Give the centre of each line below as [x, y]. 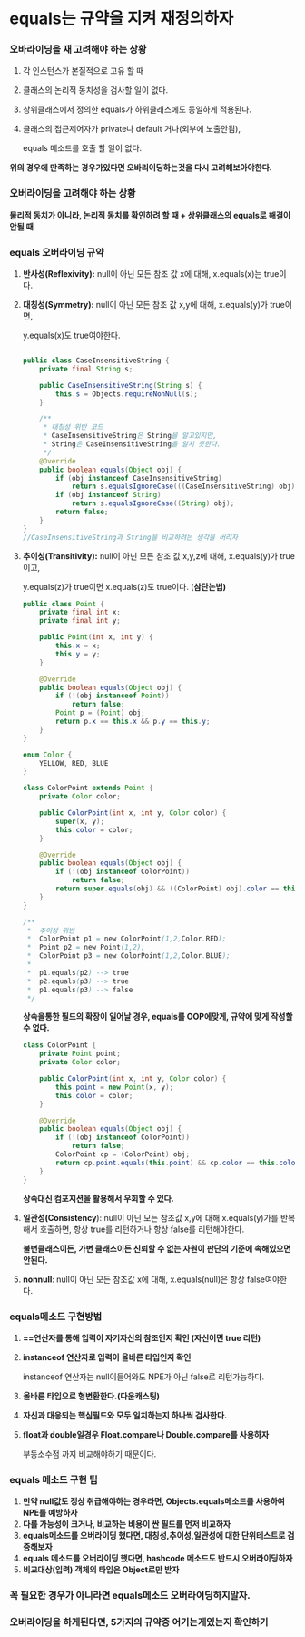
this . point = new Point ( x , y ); [115, 1087]
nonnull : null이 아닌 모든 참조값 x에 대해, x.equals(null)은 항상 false [144, 1279]
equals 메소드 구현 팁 [54, 1479]
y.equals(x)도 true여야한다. [71, 336]
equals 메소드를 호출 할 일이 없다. [82, 148]
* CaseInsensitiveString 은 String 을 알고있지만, [130, 436]
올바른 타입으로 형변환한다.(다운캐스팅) [91, 1396]
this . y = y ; [78, 654]
